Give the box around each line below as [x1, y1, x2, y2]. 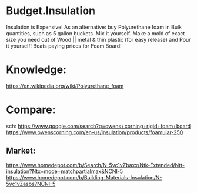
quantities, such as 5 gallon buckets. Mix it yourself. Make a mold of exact [6, 29, 185, 36]
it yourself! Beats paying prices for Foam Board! [6, 42, 122, 49]
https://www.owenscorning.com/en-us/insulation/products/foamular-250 [6, 128, 183, 136]
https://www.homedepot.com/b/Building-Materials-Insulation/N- [6, 174, 162, 181]
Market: [6, 146, 36, 156]
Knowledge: [6, 63, 66, 76]
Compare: [6, 103, 56, 117]
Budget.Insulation [6, 4, 96, 18]
